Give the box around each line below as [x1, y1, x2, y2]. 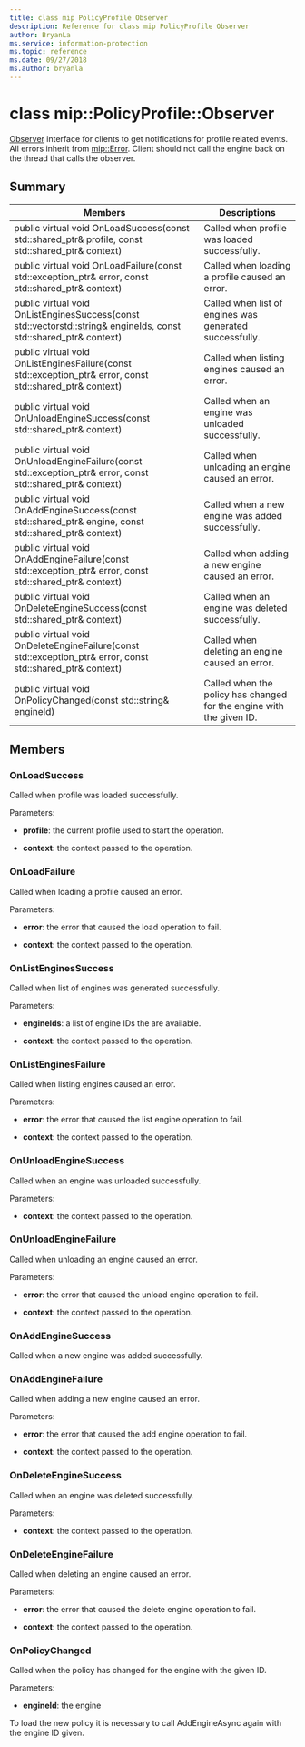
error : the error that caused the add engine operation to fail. [22, 1428, 248, 1439]
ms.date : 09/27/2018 [9, 56, 88, 65]
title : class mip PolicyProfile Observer [9, 13, 169, 23]
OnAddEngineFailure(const [14, 553, 130, 565]
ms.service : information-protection [9, 38, 148, 48]
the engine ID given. [9, 1727, 84, 1739]
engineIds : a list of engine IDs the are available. [22, 1017, 202, 1029]
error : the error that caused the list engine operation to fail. [22, 1114, 244, 1125]
